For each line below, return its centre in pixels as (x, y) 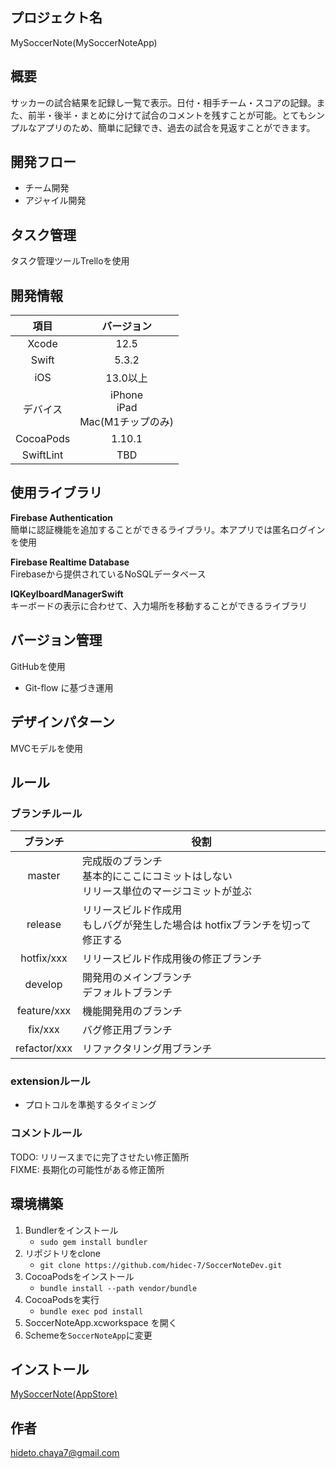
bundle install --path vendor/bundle (118, 1288)
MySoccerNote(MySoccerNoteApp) (84, 42)
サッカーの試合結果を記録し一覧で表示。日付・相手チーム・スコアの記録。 (163, 102)
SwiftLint (42, 455)
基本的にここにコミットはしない (157, 876)
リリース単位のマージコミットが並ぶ (167, 891)
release (44, 925)
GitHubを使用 (38, 666)
